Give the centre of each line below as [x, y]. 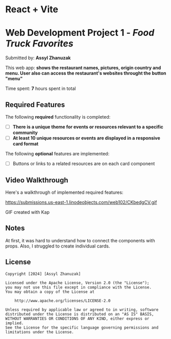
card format [26, 144]
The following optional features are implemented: [57, 154]
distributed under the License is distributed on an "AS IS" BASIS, [80, 314]
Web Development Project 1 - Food [80, 33]
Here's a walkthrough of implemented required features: [64, 192]
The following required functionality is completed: [58, 117]
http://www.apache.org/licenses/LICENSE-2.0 [63, 301]
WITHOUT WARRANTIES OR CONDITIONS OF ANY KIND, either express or [77, 319]
